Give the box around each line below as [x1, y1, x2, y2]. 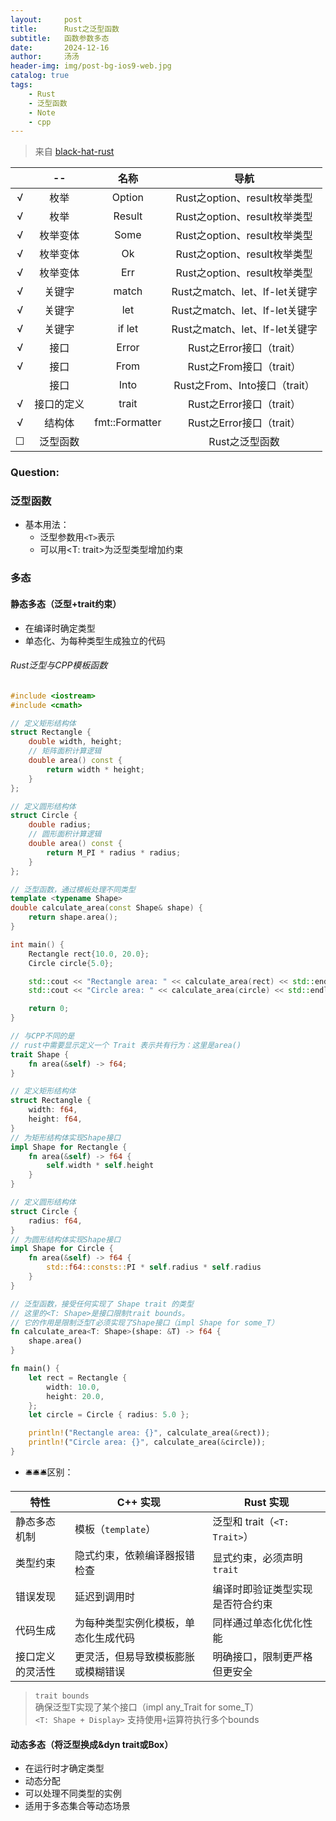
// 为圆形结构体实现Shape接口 [10, 1234, 122, 1245]
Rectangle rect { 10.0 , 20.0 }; [28, 949, 150, 959]
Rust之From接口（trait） [187, 360, 302, 374]
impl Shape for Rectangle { [10, 1142, 128, 1152]
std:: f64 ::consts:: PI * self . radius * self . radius [46, 1262, 262, 1273]
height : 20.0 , [46, 1391, 105, 1401]
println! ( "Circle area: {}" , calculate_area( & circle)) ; [28, 1437, 267, 1448]
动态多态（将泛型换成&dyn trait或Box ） [10, 1738, 174, 1750]
